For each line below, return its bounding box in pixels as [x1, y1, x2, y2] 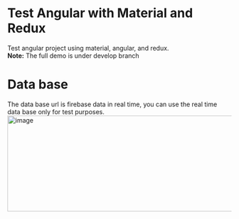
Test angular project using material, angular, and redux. [7, 44, 169, 52]
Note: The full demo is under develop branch [7, 51, 140, 60]
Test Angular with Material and [7, 5, 193, 21]
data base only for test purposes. [7, 107, 105, 116]
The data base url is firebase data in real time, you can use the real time [7, 100, 218, 108]
